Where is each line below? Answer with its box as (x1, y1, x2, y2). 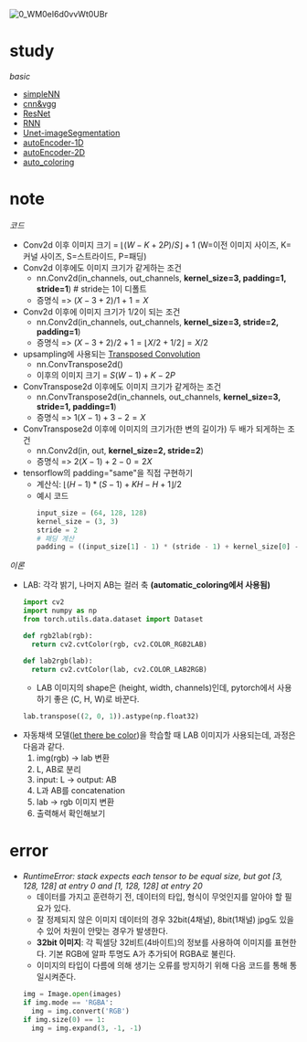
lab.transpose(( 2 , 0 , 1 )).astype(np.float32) (22, 712, 199, 721)
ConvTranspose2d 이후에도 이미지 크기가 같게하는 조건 (22, 380, 222, 392)
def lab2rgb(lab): (22, 656, 93, 665)
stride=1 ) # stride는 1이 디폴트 (36, 283, 148, 294)
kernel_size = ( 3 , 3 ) (36, 516, 119, 526)
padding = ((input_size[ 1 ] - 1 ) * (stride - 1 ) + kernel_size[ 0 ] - (36, 542, 299, 552)
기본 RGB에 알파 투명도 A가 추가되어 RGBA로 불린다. (48, 949, 236, 960)
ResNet (22, 108, 51, 119)
